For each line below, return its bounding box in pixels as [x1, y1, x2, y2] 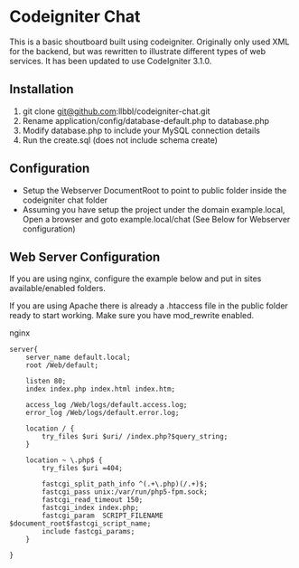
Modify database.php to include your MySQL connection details [22, 125, 260, 136]
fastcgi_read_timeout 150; [42, 496, 144, 505]
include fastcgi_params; [42, 527, 135, 536]
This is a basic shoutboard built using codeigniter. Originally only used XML [9, 36, 290, 47]
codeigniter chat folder [22, 194, 108, 205]
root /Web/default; [25, 361, 99, 370]
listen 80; [25, 377, 67, 386]
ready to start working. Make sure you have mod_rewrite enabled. [9, 310, 255, 321]
